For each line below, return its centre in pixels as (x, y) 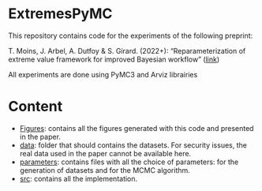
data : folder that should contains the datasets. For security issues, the (133, 145)
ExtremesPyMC (60, 14)
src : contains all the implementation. (79, 178)
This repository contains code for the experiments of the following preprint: (131, 36)
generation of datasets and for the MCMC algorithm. (105, 170)
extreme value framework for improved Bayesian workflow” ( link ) (114, 59)
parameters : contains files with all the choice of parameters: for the (129, 162)
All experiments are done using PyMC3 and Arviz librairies (103, 74)
